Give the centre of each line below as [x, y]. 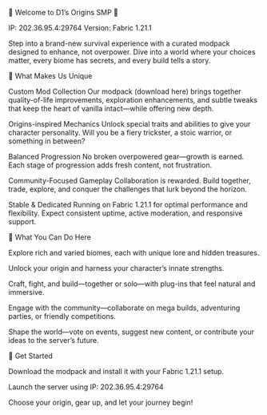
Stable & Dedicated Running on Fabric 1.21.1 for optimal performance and [128, 205]
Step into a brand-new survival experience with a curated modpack [119, 43]
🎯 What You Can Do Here [50, 237]
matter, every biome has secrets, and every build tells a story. [110, 60]
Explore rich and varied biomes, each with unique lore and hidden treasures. [134, 253]
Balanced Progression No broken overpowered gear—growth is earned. [126, 157]
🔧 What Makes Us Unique [50, 76]
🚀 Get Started [31, 356]
